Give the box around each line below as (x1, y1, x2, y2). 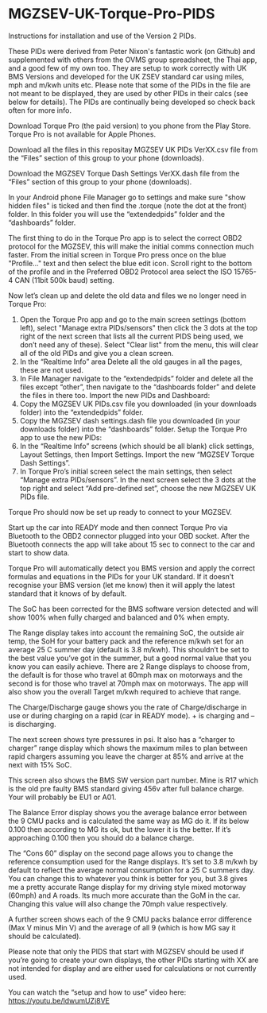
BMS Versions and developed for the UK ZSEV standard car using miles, (8, 72, 245, 81)
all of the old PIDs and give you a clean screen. (19, 348, 174, 358)
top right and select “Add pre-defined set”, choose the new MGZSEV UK (19, 483, 257, 493)
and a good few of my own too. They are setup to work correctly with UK (8, 63, 247, 72)
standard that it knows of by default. (8, 589, 127, 598)
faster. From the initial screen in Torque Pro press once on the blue (8, 249, 226, 259)
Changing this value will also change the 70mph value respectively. (8, 899, 228, 908)
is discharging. (8, 719, 57, 729)
